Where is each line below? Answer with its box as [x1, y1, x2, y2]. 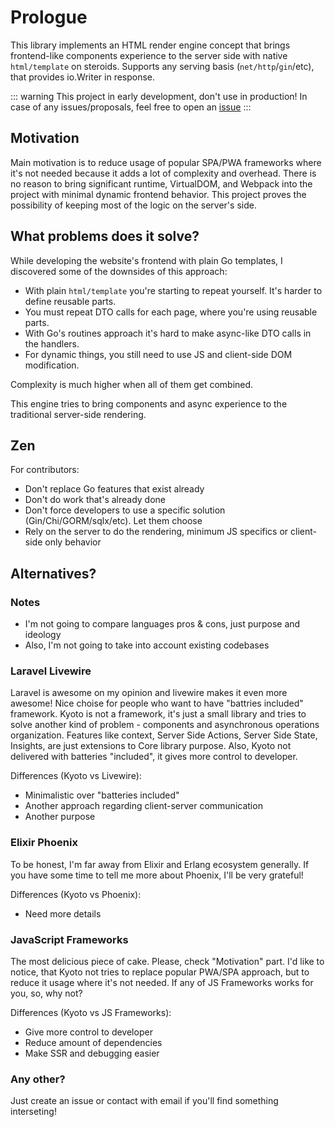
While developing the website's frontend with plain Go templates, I [10, 254, 283, 266]
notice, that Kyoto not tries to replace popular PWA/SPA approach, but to [10, 966, 310, 978]
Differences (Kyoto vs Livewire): [10, 770, 142, 782]
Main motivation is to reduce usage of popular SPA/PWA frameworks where [10, 156, 322, 168]
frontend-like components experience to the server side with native [10, 49, 288, 61]
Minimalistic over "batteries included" [24, 789, 180, 801]
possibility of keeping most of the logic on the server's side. [10, 199, 257, 211]
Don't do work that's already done [24, 494, 167, 506]
